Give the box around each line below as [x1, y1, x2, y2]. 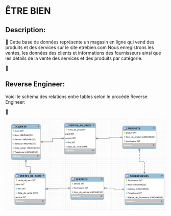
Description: [5, 26, 46, 34]
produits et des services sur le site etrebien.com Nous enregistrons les [5, 44, 154, 51]
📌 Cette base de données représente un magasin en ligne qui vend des [5, 39, 155, 45]
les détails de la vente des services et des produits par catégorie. [5, 55, 143, 61]
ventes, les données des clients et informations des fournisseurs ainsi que [5, 50, 161, 56]
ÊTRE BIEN [5, 5, 51, 17]
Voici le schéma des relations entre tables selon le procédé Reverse [5, 93, 148, 100]
